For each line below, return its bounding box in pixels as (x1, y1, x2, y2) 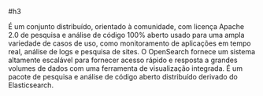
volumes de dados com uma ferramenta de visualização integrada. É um (8, 64, 243, 73)
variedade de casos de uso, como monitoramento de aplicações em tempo (8, 39, 251, 48)
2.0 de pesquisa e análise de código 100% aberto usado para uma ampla (8, 31, 245, 39)
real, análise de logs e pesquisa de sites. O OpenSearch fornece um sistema (8, 47, 256, 56)
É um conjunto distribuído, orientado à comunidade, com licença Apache (8, 22, 245, 31)
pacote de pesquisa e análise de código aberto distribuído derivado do (8, 72, 238, 81)
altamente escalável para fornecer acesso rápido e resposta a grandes (8, 55, 238, 65)
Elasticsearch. (8, 80, 54, 90)
